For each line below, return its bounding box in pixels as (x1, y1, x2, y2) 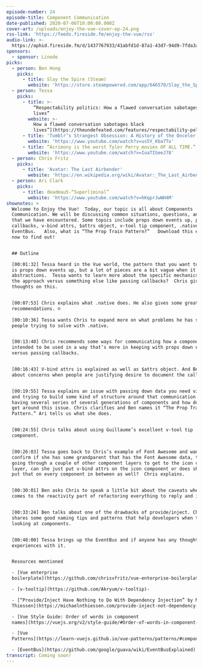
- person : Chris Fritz (11, 155, 69, 161)
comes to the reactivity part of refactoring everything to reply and (11, 493, 193, 500)
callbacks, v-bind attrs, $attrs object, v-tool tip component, (11, 223, 177, 229)
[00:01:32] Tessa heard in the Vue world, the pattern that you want (11, 261, 190, 267)
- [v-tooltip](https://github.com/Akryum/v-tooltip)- (11, 586, 150, 592)
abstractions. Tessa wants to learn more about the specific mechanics (11, 273, 199, 279)
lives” (33, 110, 50, 116)
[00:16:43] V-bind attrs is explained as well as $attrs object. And (11, 366, 190, 372)
